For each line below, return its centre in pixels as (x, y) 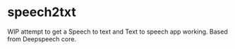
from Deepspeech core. (42, 38)
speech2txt (42, 12)
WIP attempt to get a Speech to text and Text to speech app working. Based (117, 31)
